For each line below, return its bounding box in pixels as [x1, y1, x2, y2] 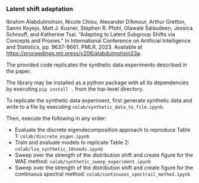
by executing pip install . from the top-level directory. [6, 86, 144, 93]
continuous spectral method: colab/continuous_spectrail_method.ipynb [14, 171, 191, 178]
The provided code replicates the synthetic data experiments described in [6, 61, 187, 68]
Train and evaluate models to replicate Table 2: [14, 139, 129, 146]
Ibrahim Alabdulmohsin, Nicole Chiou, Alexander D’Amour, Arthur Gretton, [6, 18, 186, 26]
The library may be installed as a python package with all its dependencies [6, 79, 189, 86]
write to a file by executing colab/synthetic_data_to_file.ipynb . [6, 103, 165, 111]
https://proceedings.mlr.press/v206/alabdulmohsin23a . [6, 50, 141, 57]
